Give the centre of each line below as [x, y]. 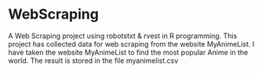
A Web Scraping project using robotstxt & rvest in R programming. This [123, 36]
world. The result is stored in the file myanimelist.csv [93, 61]
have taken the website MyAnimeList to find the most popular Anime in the [128, 52]
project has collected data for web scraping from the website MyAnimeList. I [131, 43]
